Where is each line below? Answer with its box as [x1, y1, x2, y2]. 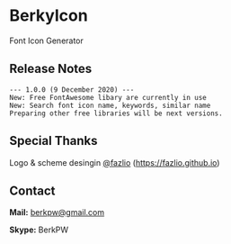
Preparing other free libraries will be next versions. [9, 109, 223, 118]
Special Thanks [9, 133, 98, 149]
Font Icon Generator [9, 35, 84, 46]
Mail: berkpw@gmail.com [9, 207, 105, 218]
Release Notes [9, 61, 93, 77]
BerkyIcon [9, 5, 88, 26]
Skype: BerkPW [9, 224, 69, 235]
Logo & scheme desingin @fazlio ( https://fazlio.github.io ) [9, 157, 220, 167]
